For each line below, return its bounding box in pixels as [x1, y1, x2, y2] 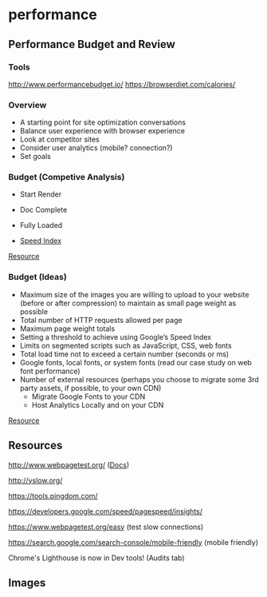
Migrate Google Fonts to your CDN [31, 392, 146, 401]
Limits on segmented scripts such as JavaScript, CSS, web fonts [19, 340, 233, 350]
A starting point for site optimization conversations [19, 117, 186, 127]
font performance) [19, 366, 81, 376]
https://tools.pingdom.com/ [8, 491, 98, 500]
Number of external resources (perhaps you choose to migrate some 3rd [19, 374, 259, 384]
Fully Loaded [19, 221, 63, 230]
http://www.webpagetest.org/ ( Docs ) [8, 460, 130, 469]
